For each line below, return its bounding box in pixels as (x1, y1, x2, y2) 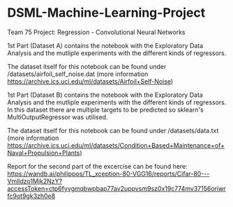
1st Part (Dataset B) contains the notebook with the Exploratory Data (7, 91, 204, 99)
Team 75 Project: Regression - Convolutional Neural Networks (7, 28, 186, 36)
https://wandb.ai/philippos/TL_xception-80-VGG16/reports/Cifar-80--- (7, 169, 210, 178)
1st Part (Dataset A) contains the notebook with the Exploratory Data (7, 41, 204, 49)
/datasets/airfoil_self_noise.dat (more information (7, 70, 149, 78)
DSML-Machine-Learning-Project (7, 5, 206, 21)
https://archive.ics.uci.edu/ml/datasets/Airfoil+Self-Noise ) (7, 77, 174, 85)
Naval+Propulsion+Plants (7, 148, 80, 157)
